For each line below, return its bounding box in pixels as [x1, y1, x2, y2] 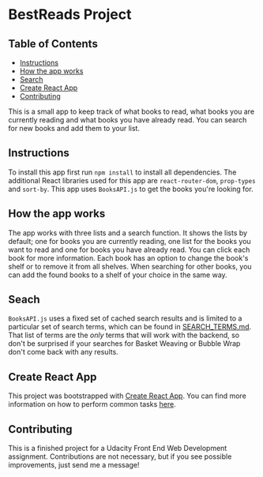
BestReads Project [8, 6, 132, 24]
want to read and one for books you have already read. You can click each [8, 245, 250, 254]
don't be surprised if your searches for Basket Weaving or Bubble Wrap [8, 339, 241, 348]
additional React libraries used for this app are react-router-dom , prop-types [8, 175, 256, 185]
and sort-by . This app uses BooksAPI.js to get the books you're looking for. [8, 184, 254, 193]
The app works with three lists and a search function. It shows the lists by [8, 227, 247, 238]
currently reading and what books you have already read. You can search [8, 115, 247, 124]
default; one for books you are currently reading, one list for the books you [8, 236, 251, 246]
